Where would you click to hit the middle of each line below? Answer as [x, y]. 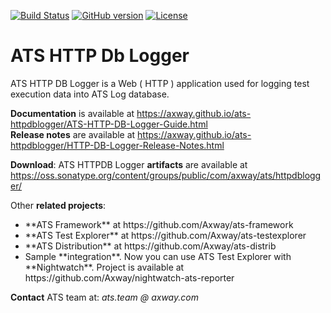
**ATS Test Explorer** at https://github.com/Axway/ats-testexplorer [165, 235]
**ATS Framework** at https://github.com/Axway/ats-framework [159, 224]
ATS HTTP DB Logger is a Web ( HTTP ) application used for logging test [160, 83]
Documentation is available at [72, 113]
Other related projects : [58, 205]
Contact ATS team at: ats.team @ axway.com [104, 297]
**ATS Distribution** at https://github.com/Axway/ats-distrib [150, 246]
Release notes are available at [73, 134]
